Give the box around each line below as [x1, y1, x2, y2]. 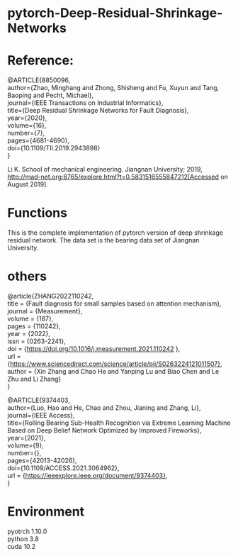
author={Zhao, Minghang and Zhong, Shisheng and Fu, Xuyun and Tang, [7, 84, 220, 92]
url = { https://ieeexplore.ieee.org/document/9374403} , [7, 472, 168, 479]
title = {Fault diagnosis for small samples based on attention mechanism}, [7, 299, 222, 308]
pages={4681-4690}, [7, 136, 69, 145]
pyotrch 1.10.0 [7, 527, 47, 535]
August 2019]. [7, 180, 48, 189]
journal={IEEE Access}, [7, 411, 75, 419]
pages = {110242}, [7, 322, 61, 330]
